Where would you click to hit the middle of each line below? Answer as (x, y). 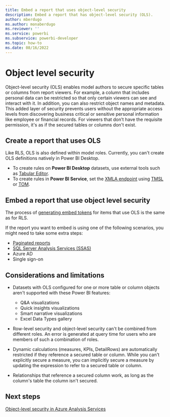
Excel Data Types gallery (46, 319)
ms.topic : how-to (24, 43)
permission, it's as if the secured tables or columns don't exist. (71, 124)
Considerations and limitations (55, 275)
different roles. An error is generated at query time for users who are (84, 334)
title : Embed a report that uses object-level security (65, 10)
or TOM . (21, 184)
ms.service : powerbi (27, 34)
